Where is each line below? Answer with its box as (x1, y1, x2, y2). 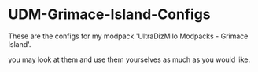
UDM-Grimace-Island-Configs (8, 5, 211, 23)
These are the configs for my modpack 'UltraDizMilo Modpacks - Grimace (8, 31, 249, 41)
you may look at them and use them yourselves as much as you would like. (8, 55, 251, 64)
